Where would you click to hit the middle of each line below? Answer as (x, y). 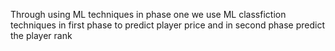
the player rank (41, 35)
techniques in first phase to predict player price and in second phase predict (167, 25)
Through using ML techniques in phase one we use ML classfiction (148, 14)
